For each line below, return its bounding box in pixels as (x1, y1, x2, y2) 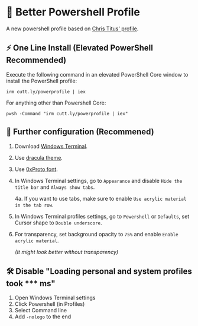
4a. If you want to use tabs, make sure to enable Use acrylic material (14, 195, 187, 202)
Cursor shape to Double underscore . (14, 219, 102, 226)
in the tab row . (14, 201, 54, 208)
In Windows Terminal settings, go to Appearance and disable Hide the (14, 177, 183, 184)
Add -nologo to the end (14, 313, 72, 320)
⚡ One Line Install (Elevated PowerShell (6, 43, 154, 53)
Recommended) (6, 55, 67, 65)
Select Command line (14, 307, 67, 314)
